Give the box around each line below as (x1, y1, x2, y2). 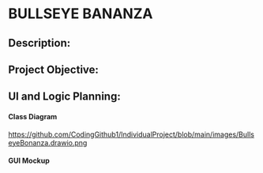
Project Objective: (8, 62, 99, 76)
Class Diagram (8, 111, 58, 121)
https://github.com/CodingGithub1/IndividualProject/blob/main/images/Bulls (8, 130, 255, 139)
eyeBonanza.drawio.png (8, 137, 88, 147)
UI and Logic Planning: (8, 90, 121, 103)
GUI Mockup (8, 156, 50, 166)
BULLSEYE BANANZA (8, 5, 153, 23)
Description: (8, 36, 71, 50)
